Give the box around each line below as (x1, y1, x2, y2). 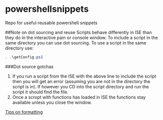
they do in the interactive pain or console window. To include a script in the (5, 35, 158, 40)
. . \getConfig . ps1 (5, 54, 43, 60)
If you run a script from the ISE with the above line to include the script (12, 73, 157, 79)
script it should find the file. (12, 89, 68, 95)
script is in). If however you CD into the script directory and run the (12, 83, 149, 89)
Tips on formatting (5, 109, 43, 115)
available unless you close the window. (12, 99, 92, 105)
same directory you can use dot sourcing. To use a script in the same (5, 40, 147, 45)
